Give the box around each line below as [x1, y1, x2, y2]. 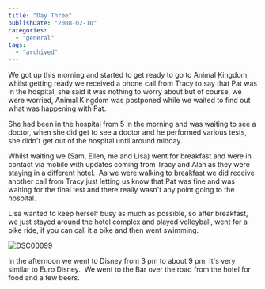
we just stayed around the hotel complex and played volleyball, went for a [8, 217, 248, 226]
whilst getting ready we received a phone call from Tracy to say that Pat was [8, 78, 258, 88]
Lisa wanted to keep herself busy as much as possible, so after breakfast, [8, 209, 248, 218]
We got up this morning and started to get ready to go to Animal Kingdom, [8, 70, 249, 79]
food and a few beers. [8, 273, 81, 282]
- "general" [15, 33, 55, 42]
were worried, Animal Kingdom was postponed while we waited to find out [8, 96, 251, 105]
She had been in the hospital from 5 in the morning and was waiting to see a [8, 120, 256, 128]
